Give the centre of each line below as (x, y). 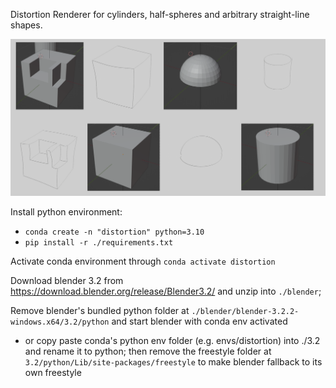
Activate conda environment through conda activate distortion (143, 261)
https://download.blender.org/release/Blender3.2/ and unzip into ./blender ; (166, 291)
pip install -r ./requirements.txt (99, 242)
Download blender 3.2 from (67, 280)
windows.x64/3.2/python (60, 322)
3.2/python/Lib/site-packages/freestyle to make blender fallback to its (173, 361)
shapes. (26, 25)
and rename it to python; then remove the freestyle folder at (148, 351)
